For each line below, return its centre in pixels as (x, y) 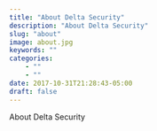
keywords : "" (33, 50)
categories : (31, 58)
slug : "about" (35, 34)
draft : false (33, 91)
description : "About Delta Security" (79, 26)
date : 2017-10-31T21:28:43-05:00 (71, 83)
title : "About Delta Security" (67, 17)
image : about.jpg (41, 42)
